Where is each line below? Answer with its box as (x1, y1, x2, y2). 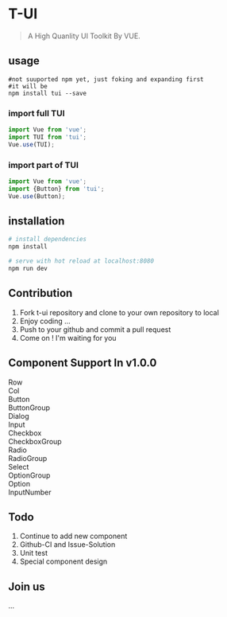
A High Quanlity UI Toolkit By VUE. (27, 31, 140, 41)
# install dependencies (8, 236, 87, 244)
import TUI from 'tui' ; (8, 133, 87, 141)
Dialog (8, 411, 29, 420)
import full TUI (8, 107, 65, 119)
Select (8, 462, 29, 471)
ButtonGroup (8, 403, 50, 412)
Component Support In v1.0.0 (8, 356, 157, 370)
